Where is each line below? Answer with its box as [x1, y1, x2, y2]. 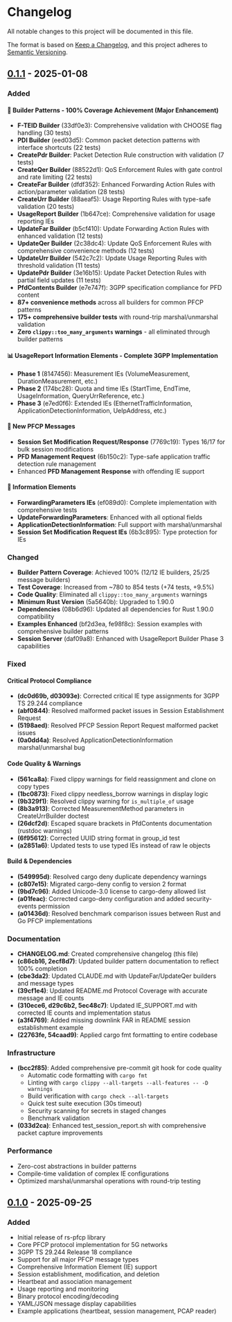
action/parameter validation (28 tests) [17, 188, 125, 196]
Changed [7, 552, 39, 562]
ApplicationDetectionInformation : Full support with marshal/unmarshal [17, 521, 222, 529]
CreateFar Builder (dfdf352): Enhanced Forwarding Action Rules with [17, 180, 216, 189]
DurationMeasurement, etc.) [17, 377, 98, 385]
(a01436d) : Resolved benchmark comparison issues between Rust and [17, 909, 221, 918]
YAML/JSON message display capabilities [17, 1300, 137, 1308]
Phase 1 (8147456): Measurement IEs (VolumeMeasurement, [17, 369, 190, 378]
